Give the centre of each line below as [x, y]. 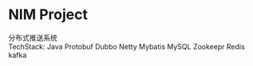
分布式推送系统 [33, 37]
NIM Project [48, 15]
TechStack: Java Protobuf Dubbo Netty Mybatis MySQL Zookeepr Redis [126, 46]
